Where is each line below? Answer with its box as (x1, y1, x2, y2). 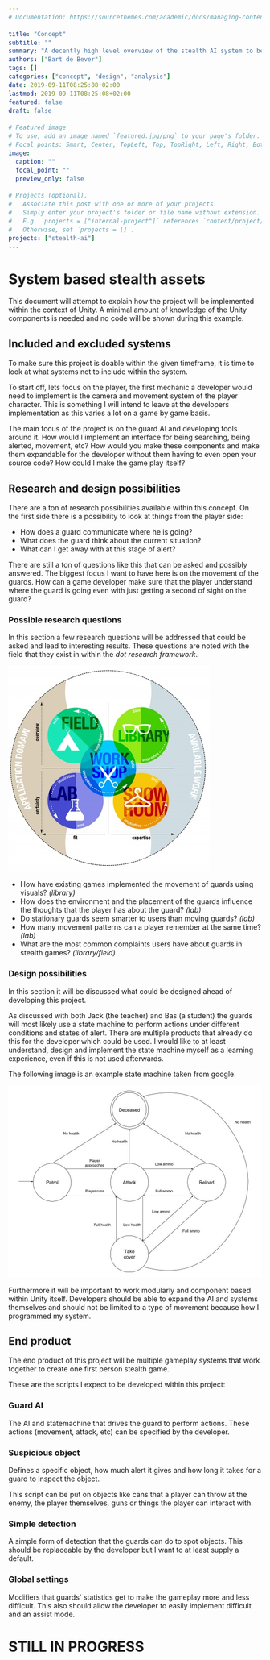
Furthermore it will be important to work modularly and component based (8, 1285, 252, 1295)
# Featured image (8, 123, 67, 132)
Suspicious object (8, 1447, 80, 1458)
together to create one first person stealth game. (8, 1364, 170, 1374)
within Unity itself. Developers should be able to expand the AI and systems (8, 1294, 259, 1304)
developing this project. (8, 995, 87, 1005)
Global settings (8, 1574, 69, 1585)
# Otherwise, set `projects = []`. (8, 226, 135, 234)
